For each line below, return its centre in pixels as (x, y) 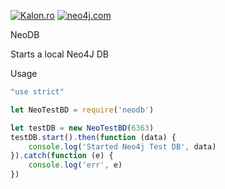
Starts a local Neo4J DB (60, 54)
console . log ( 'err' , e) (75, 165)
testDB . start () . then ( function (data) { (93, 137)
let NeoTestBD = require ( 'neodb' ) (82, 110)
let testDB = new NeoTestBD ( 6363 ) (82, 128)
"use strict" (37, 92)
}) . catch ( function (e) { (62, 156)
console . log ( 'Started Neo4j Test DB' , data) (122, 146)
